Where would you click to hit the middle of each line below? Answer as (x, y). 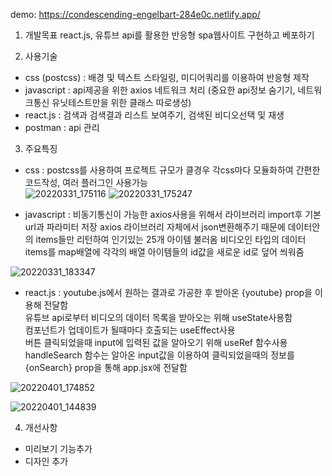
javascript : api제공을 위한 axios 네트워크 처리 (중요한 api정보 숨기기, (160, 90)
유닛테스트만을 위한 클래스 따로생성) (121, 102)
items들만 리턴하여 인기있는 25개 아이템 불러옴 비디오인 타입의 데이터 (171, 239)
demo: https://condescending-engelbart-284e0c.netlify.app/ (135, 14)
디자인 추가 (46, 461)
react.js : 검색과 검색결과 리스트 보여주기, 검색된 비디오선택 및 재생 (154, 115)
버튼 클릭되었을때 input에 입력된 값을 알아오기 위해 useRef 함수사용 (156, 342)
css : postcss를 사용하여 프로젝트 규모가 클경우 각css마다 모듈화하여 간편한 (172, 170)
